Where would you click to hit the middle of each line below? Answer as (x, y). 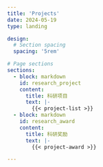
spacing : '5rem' (36, 52)
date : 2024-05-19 (32, 20)
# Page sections (30, 64)
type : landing (27, 26)
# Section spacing (40, 45)
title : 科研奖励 (46, 134)
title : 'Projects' (33, 13)
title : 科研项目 (46, 96)
